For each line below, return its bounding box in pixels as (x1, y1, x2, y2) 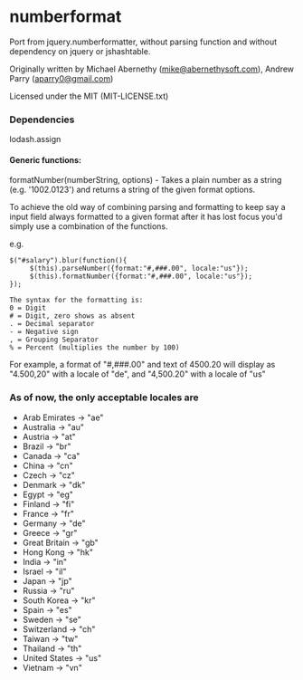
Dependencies (9, 113, 75, 126)
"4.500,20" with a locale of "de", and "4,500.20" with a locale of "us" (9, 369, 267, 379)
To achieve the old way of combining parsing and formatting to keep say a (9, 202, 287, 213)
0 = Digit (9, 303, 47, 313)
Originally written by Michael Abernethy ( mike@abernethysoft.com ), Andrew (9, 63, 295, 74)
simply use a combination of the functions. (9, 221, 169, 232)
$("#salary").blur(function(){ (9, 256, 128, 265)
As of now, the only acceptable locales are (9, 391, 199, 404)
